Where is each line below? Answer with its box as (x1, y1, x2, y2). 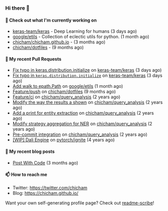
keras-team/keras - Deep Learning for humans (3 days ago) (12, 28, 137, 34)
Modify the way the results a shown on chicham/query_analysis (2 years (12, 99, 163, 105)
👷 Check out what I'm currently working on (5, 17, 97, 23)
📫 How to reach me (5, 172, 47, 178)
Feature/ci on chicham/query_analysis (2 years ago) (12, 94, 121, 100)
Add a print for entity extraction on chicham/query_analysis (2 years (12, 110, 154, 116)
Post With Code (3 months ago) (12, 160, 78, 166)
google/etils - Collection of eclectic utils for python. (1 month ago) (12, 34, 150, 40)
